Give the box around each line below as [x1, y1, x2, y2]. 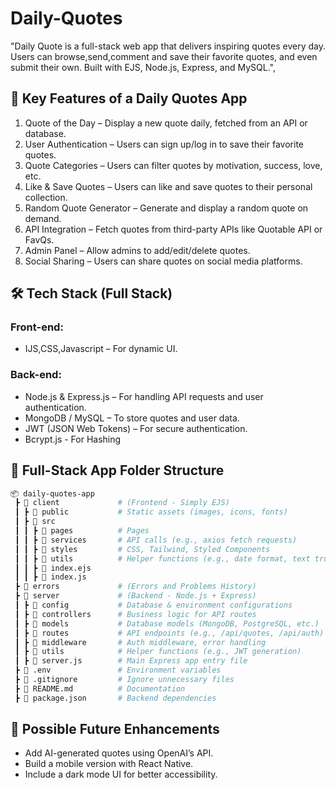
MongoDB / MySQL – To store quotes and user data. [24, 412, 240, 424]
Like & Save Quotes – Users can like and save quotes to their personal [24, 180, 313, 192]
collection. [24, 191, 68, 203]
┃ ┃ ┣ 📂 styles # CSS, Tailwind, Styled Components [14, 544, 271, 554]
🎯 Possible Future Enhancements [10, 721, 220, 738]
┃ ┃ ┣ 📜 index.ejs [14, 563, 92, 573]
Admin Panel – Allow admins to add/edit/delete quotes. [24, 244, 251, 256]
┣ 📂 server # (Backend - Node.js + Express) [14, 591, 257, 601]
